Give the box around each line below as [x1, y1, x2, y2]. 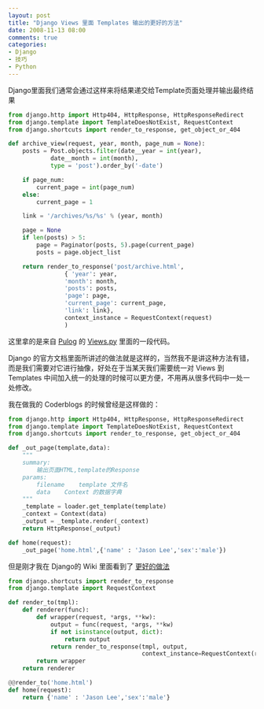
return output [64, 635, 111, 643]
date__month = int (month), [49, 154, 139, 162]
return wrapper [36, 657, 86, 666]
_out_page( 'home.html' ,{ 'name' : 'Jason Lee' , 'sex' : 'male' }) [22, 546, 226, 554]
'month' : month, [64, 277, 118, 285]
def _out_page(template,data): [8, 444, 111, 452]
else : [22, 191, 41, 199]
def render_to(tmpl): [8, 599, 79, 607]
